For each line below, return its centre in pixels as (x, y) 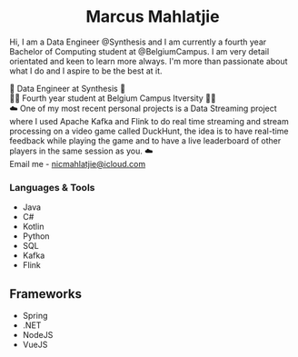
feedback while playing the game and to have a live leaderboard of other (145, 140)
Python (36, 236)
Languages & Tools (52, 187)
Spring (35, 316)
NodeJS (38, 335)
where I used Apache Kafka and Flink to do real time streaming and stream (149, 121)
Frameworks (46, 294)
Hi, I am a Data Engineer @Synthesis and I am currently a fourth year (138, 42)
